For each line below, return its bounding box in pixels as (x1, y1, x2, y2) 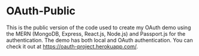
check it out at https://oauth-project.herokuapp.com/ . (6, 43, 138, 50)
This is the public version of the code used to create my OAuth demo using (6, 24, 191, 31)
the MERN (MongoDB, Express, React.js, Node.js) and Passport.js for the (6, 30, 186, 37)
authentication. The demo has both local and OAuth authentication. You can (6, 36, 194, 43)
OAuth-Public (6, 4, 76, 18)
